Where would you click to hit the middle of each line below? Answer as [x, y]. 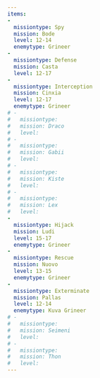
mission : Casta [36, 67]
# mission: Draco [36, 126]
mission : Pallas [37, 298]
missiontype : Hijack [44, 225]
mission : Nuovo [36, 265]
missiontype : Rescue [44, 258]
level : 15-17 [33, 238]
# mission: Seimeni [39, 330]
